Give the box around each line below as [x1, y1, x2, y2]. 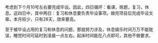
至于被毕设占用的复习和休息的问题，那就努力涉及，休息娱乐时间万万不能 [5, 27, 149, 32]
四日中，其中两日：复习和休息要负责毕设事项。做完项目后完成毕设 [17, 10, 149, 16]
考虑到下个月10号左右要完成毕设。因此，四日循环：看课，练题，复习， [5, 4, 145, 10]
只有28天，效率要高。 [34, 16, 78, 22]
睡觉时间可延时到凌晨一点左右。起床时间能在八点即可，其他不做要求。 [13, 33, 153, 38]
